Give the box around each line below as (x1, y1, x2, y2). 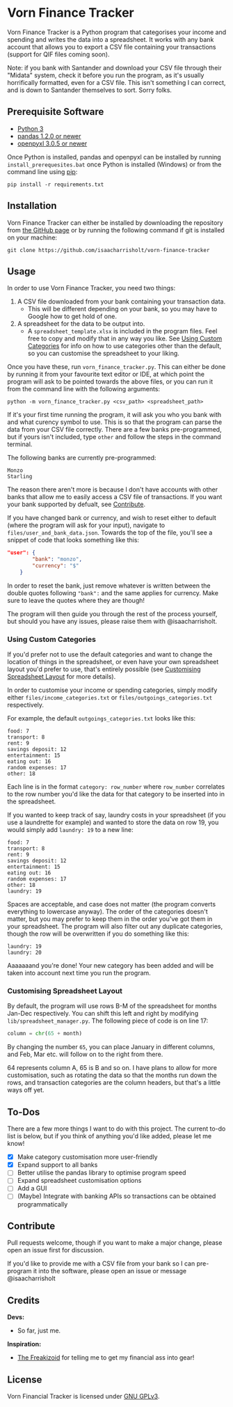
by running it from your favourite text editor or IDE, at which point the (7, 370, 205, 379)
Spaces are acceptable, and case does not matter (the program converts (7, 900, 216, 909)
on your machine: (7, 233, 58, 242)
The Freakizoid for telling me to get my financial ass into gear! (17, 1353, 195, 1362)
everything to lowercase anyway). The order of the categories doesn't (7, 907, 209, 916)
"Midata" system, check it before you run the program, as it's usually (7, 71, 204, 79)
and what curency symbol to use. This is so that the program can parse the (7, 418, 223, 426)
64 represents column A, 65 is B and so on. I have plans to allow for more (7, 1064, 218, 1072)
